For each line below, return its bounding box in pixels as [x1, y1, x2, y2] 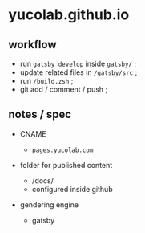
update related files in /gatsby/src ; [19, 67, 138, 77]
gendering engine [19, 199, 79, 210]
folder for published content [19, 160, 113, 170]
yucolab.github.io [8, 6, 130, 24]
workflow [8, 38, 57, 51]
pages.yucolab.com [31, 146, 94, 154]
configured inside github [31, 184, 114, 194]
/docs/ [31, 175, 54, 186]
